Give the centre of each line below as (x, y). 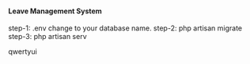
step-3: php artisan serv (47, 37)
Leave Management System (55, 11)
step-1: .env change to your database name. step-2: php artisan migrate (125, 28)
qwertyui (23, 52)
